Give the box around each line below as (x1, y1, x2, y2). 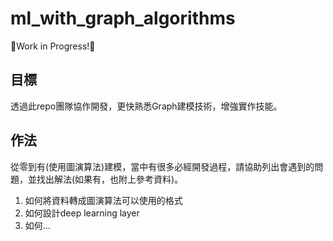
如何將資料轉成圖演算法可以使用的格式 (24, 194, 183, 206)
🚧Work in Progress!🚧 (10, 40, 96, 52)
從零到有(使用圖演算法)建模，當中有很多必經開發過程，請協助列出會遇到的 (10, 160, 315, 172)
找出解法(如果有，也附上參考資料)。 (36, 173, 184, 185)
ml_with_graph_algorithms (10, 7, 236, 30)
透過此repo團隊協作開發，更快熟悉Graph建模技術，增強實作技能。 (10, 100, 283, 112)
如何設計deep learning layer (24, 207, 140, 219)
